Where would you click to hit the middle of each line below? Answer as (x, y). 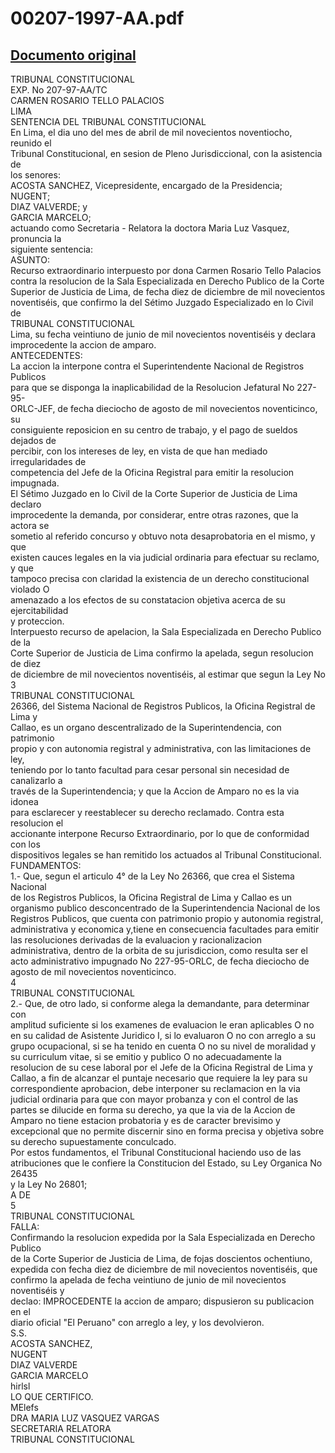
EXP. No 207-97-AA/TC (59, 90)
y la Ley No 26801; (49, 1184)
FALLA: (25, 1226)
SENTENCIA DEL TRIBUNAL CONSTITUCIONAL (108, 121)
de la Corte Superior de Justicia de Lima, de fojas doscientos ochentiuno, (161, 1258)
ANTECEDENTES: (46, 355)
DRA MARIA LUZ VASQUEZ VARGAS (85, 1418)
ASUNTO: (30, 260)
